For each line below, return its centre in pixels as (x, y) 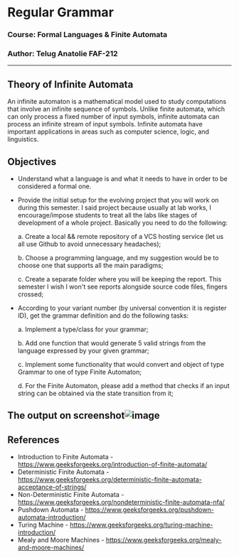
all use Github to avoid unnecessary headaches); (89, 244)
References (33, 440)
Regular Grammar (60, 12)
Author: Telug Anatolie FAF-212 (63, 54)
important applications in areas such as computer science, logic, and (108, 132)
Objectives (32, 162)
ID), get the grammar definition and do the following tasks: (103, 316)
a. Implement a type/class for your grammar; (83, 329)
